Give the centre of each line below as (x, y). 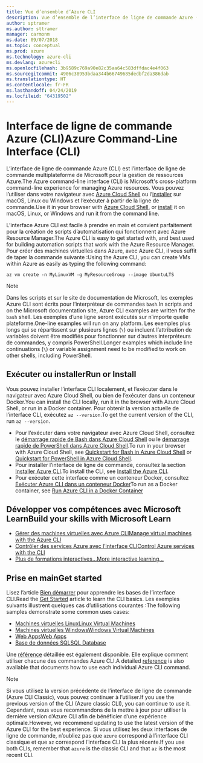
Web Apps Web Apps (41, 636)
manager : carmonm (28, 34)
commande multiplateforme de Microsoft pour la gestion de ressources (95, 175)
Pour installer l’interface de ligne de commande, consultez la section (100, 465)
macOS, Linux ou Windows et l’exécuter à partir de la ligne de (83, 201)
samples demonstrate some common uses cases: (68, 612)
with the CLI (30, 553)
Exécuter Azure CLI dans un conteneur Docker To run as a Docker (96, 484)
